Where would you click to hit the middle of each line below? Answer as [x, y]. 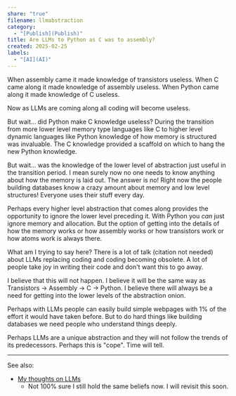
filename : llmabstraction [45, 20]
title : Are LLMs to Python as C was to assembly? [81, 40]
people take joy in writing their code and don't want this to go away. [105, 267]
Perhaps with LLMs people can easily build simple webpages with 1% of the [117, 309]
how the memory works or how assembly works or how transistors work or [116, 231]
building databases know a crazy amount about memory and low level [109, 187]
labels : [19, 53]
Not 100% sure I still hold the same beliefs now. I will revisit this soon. [128, 386]
